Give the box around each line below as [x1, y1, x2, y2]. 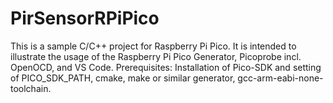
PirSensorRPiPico [10, 7, 160, 30]
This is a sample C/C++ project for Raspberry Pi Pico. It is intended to [10, 40, 297, 52]
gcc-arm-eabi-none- [237, 72, 324, 84]
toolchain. [10, 82, 52, 94]
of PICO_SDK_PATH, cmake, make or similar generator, [10, 72, 236, 84]
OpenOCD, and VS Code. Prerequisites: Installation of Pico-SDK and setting [10, 61, 322, 73]
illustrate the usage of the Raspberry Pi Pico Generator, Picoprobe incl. [10, 50, 302, 62]
